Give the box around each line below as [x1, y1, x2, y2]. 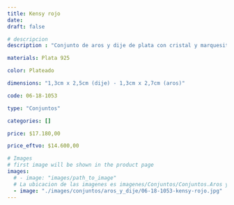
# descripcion [7, 35, 49, 42]
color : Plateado [7, 67, 54, 74]
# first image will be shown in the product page [7, 161, 155, 169]
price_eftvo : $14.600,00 [7, 142, 79, 149]
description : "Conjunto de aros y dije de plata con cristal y [7, 42, 198, 49]
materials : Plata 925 [7, 55, 70, 62]
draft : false [7, 23, 45, 30]
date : [7, 17, 23, 24]
